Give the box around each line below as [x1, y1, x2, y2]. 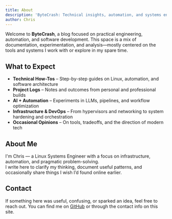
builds [12, 92, 26, 98]
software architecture [12, 81, 58, 87]
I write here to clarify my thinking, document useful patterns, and [5, 164, 142, 170]
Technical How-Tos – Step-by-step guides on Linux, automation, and [12, 76, 159, 82]
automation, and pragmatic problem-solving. [5, 159, 99, 164]
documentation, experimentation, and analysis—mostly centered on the [5, 42, 156, 48]
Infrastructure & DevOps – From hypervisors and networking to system [12, 108, 164, 115]
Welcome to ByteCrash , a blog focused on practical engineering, [5, 31, 143, 37]
